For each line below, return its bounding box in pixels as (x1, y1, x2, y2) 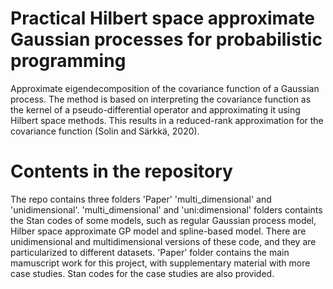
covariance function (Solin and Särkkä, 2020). (10, 125, 200, 137)
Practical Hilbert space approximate (10, 7, 316, 30)
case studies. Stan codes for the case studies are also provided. (10, 267, 275, 279)
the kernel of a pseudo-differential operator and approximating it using (10, 103, 301, 116)
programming (10, 50, 127, 72)
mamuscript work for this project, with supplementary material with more (10, 257, 311, 269)
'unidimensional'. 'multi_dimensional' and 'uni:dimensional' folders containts (10, 203, 323, 216)
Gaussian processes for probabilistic (10, 28, 323, 51)
